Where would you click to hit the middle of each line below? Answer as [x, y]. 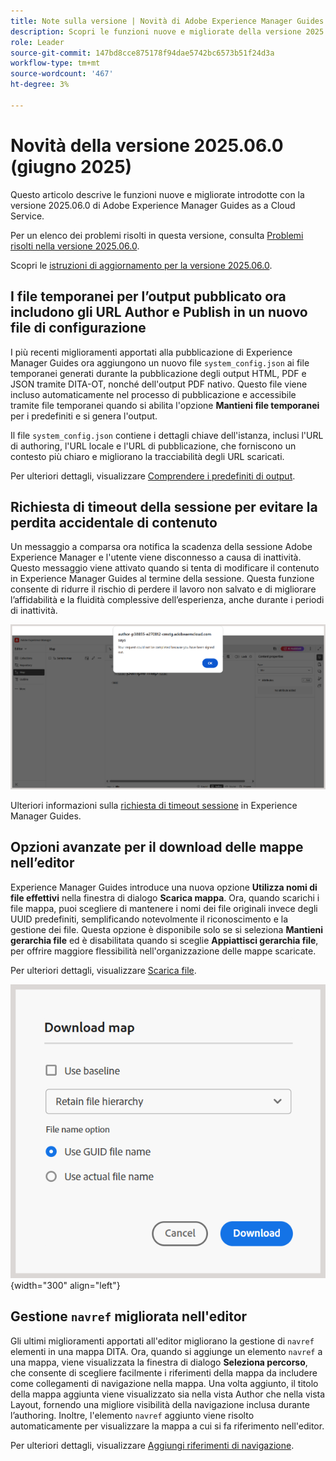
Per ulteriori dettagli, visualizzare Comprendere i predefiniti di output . [153, 476]
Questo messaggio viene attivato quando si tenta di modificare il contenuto [165, 568]
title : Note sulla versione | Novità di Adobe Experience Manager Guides [167, 21]
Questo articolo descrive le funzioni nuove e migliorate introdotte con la [157, 194]
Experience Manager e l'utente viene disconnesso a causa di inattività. [156, 557]
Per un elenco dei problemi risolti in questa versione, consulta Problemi [157, 235]
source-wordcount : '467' [62, 74]
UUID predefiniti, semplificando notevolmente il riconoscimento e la [149, 919]
